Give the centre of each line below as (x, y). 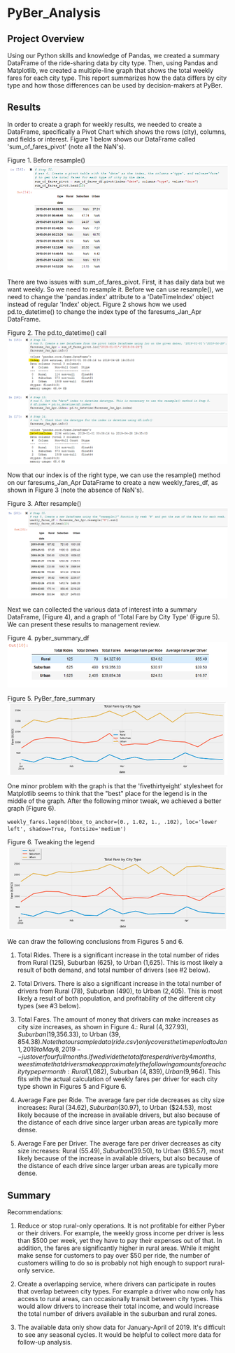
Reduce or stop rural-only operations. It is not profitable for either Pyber (121, 1226)
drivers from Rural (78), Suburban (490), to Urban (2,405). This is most (120, 991)
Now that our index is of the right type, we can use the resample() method (114, 475)
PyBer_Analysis (54, 13)
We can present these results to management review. (84, 624)
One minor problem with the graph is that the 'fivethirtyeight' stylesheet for (115, 786)
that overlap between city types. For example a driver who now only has (121, 1291)
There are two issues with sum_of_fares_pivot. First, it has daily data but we (116, 282)
